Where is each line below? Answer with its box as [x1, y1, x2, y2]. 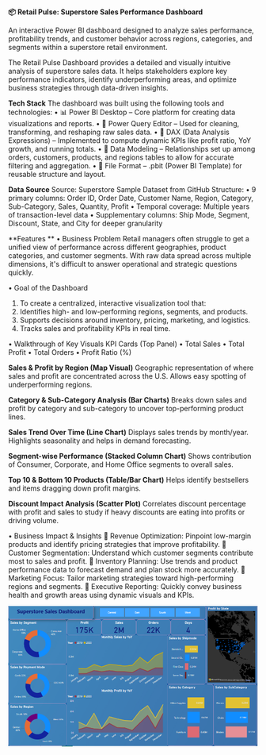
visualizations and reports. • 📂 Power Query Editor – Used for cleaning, [8, 119, 240, 128]
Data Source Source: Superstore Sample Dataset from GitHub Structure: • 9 [8, 185, 256, 194]
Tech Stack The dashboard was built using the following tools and [8, 98, 224, 108]
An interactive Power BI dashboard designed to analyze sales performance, [8, 25, 255, 35]
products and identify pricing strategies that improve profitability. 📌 [8, 540, 227, 549]
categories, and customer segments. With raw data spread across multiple [8, 251, 252, 260]
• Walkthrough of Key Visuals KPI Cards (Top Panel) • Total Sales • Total [8, 339, 245, 349]
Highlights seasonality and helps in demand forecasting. [8, 436, 192, 445]
